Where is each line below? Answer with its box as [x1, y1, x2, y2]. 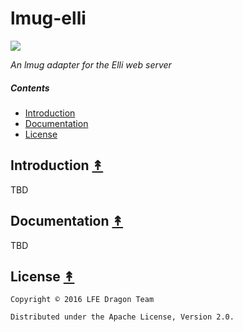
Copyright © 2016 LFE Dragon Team [10, 295, 155, 305]
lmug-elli [10, 7, 87, 30]
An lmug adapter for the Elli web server [10, 58, 172, 71]
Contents [10, 82, 50, 94]
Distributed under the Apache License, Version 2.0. [10, 312, 235, 322]
